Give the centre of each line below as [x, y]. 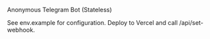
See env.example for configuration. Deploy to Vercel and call [92, 23]
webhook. [21, 30]
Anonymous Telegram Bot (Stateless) [60, 10]
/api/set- [191, 23]
